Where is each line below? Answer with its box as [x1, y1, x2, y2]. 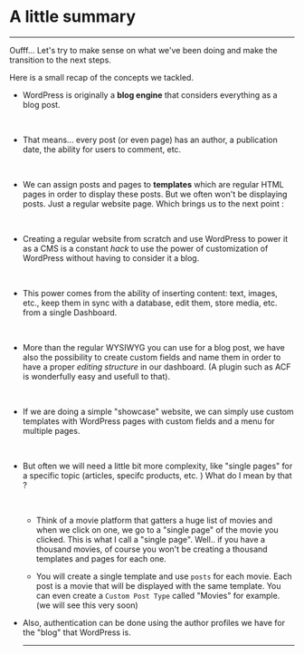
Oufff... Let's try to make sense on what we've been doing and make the [9, 44, 278, 55]
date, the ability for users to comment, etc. [22, 143, 182, 155]
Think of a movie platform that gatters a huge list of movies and [35, 515, 273, 525]
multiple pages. [22, 425, 81, 436]
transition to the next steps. [9, 54, 111, 65]
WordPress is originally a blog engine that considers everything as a [22, 89, 278, 101]
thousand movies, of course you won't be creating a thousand [35, 544, 269, 554]
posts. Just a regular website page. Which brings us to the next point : [22, 197, 285, 209]
